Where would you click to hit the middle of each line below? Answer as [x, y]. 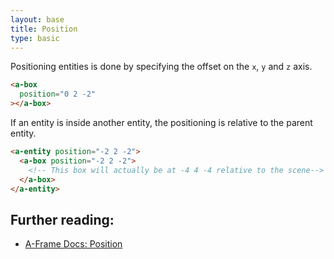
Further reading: [62, 219]
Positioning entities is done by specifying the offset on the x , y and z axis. [161, 67]
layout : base [37, 19]
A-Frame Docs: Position [73, 244]
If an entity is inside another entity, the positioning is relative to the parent [161, 122]
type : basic [35, 38]
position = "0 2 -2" [58, 94]
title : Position [44, 29]
